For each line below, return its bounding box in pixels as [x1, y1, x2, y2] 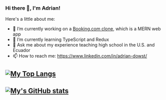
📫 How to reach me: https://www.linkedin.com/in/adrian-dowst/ [12, 53, 147, 59]
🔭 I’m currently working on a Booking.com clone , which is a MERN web [12, 26, 161, 32]
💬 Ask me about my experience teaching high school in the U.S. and [12, 42, 155, 48]
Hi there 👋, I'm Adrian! [5, 5, 61, 12]
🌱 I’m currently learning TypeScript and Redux [12, 36, 109, 42]
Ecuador [12, 47, 30, 54]
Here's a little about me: [5, 16, 55, 22]
